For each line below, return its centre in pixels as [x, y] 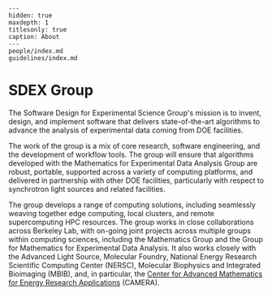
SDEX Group [51, 91]
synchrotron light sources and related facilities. [87, 189]
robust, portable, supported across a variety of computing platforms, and [131, 171]
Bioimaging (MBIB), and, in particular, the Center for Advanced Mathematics [136, 274]
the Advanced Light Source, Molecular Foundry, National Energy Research [133, 256]
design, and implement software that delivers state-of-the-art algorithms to [134, 121]
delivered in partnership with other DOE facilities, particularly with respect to [136, 180]
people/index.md [36, 51]
